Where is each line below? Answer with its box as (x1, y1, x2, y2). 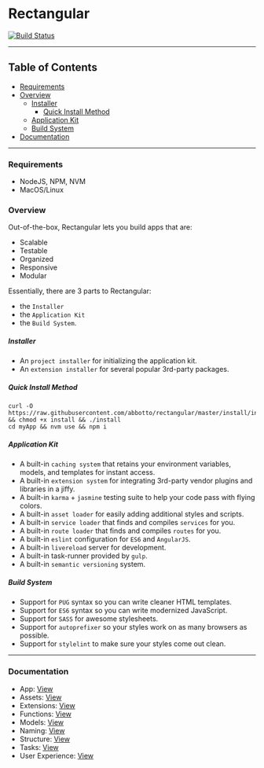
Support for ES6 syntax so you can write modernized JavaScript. (19, 606, 228, 616)
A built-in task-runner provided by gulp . (19, 551, 148, 560)
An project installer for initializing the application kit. (19, 356, 198, 366)
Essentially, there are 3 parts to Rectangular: (8, 286, 152, 296)
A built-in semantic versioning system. (19, 560, 146, 569)
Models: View (19, 717, 64, 727)
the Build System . (19, 318, 77, 328)
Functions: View (19, 709, 72, 718)
